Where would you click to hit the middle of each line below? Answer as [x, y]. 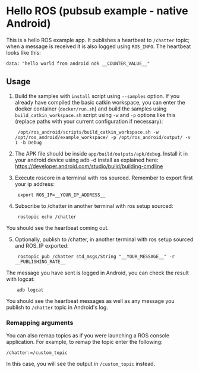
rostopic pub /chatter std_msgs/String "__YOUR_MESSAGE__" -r [96, 257]
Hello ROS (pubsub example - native [97, 11]
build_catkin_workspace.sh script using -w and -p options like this [95, 115]
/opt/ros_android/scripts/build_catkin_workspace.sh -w [88, 132]
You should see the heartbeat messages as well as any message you [91, 301]
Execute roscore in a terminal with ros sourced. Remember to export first [104, 178]
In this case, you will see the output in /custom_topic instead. [81, 364]
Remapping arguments [40, 323]
